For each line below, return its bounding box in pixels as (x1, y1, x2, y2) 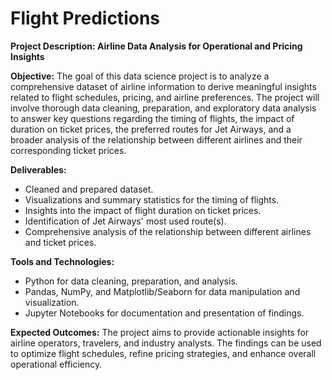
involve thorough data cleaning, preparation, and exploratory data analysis (10, 102, 317, 114)
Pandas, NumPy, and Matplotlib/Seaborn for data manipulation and (24, 285, 301, 297)
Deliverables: (10, 163, 67, 176)
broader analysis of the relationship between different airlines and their (10, 133, 303, 146)
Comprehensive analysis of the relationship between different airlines (24, 225, 312, 237)
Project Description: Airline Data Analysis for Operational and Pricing (10, 40, 303, 52)
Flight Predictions (10, 7, 160, 30)
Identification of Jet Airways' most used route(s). (24, 215, 227, 227)
